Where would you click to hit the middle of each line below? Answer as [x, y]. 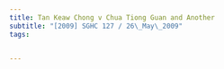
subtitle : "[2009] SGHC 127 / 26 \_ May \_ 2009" [96, 26]
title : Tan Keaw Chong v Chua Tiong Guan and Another [112, 17]
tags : [19, 34]
